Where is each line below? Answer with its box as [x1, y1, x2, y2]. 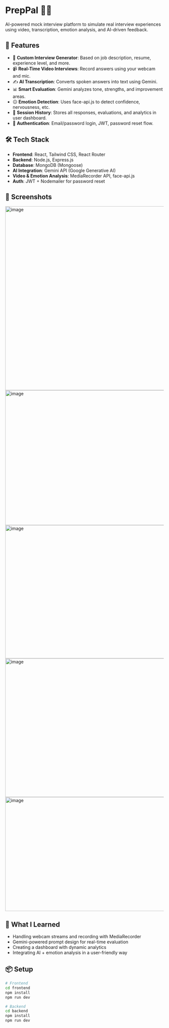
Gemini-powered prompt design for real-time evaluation [12, 939, 129, 945]
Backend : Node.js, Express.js [12, 156, 74, 163]
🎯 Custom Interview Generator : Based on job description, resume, [12, 54, 151, 61]
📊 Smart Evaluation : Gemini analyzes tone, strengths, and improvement [12, 86, 163, 92]
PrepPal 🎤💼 [5, 5, 52, 16]
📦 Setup [5, 965, 34, 974]
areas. [12, 93, 26, 99]
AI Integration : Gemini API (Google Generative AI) [12, 167, 116, 173]
